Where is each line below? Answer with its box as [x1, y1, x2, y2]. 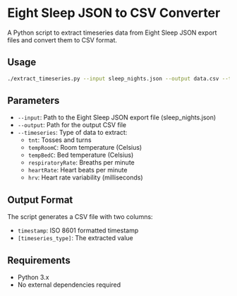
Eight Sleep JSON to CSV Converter [7, 5, 221, 21]
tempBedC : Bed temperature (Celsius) [28, 150, 134, 160]
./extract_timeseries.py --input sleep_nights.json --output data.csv [7, 75, 219, 82]
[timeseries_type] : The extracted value [17, 234, 133, 242]
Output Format [7, 194, 73, 206]
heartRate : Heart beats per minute [28, 166, 128, 174]
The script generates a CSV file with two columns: [7, 213, 153, 221]
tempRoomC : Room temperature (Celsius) [28, 143, 142, 152]
